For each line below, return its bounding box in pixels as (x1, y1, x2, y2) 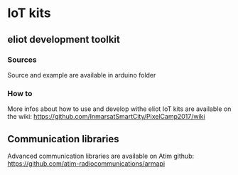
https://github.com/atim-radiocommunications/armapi (7, 159, 166, 168)
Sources (7, 55, 37, 65)
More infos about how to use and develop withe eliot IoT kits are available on (7, 105, 232, 113)
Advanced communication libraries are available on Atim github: (7, 152, 195, 160)
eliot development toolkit (7, 33, 121, 46)
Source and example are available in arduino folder (7, 70, 156, 79)
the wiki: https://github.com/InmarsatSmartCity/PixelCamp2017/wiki (7, 112, 205, 121)
